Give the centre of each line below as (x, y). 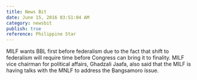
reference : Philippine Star (41, 34)
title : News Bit (26, 12)
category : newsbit (29, 23)
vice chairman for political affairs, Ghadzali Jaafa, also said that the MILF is (99, 64)
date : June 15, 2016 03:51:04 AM (48, 17)
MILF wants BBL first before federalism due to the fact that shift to (88, 51)
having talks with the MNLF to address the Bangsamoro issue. (83, 70)
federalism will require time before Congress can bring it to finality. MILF (95, 58)
